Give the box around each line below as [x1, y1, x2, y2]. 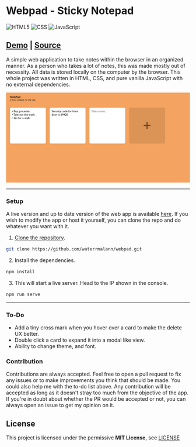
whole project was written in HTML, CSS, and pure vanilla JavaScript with [6, 74, 183, 81]
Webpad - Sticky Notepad [6, 4, 134, 18]
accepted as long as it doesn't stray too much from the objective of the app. [6, 389, 189, 396]
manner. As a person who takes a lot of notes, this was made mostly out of [6, 62, 185, 69]
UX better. [14, 331, 40, 338]
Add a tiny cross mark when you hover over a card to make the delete [14, 324, 182, 331]
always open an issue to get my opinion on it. [6, 402, 115, 409]
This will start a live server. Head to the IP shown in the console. [14, 279, 169, 286]
